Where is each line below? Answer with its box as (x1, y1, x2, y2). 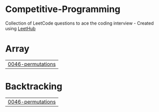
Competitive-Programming (5, 4, 121, 15)
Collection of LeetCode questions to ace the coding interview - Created (5, 20, 154, 26)
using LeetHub (5, 25, 36, 31)
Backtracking (5, 81, 63, 92)
